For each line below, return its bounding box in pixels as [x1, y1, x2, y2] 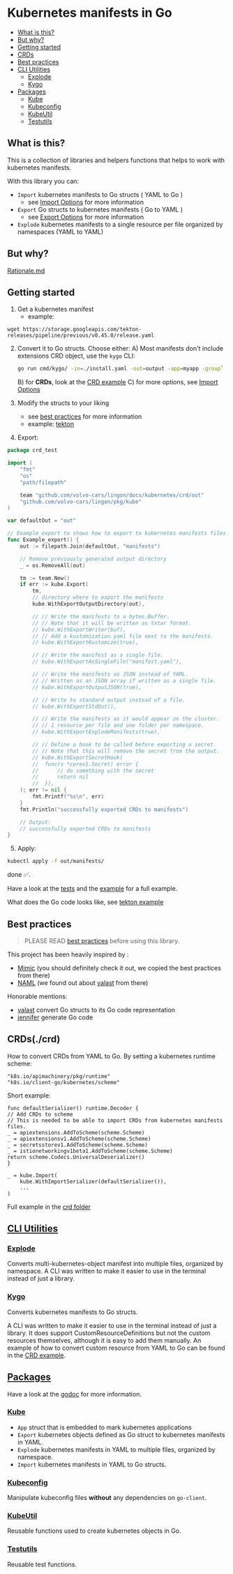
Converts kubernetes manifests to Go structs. [7, 1308, 138, 1316]
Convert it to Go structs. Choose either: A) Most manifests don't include [17, 344, 224, 353]
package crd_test [7, 447, 58, 454]
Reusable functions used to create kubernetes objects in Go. [7, 1526, 181, 1535]
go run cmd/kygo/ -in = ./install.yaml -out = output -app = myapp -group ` [17, 365, 225, 372]
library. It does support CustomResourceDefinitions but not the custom [7, 1329, 211, 1337]
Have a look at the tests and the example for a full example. [7, 884, 178, 893]
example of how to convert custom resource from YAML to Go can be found [7, 1343, 225, 1352]
